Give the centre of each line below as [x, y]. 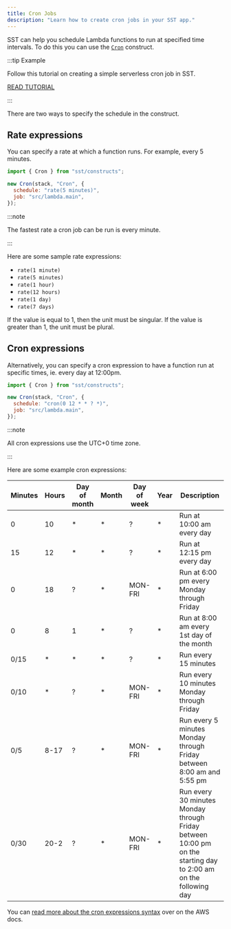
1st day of [196, 635]
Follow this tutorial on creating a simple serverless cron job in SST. [101, 74]
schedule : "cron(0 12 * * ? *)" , [61, 404]
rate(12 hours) [39, 292]
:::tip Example [26, 60]
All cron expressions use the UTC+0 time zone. [74, 443]
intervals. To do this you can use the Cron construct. [81, 47]
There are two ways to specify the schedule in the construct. [93, 114]
